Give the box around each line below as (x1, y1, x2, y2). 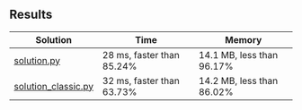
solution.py (13, 54, 61, 66)
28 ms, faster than (102, 48, 180, 61)
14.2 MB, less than (198, 74, 279, 87)
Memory (224, 33, 262, 46)
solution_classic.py (13, 80, 94, 92)
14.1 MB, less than (198, 48, 279, 61)
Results (9, 7, 53, 22)
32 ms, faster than (102, 74, 180, 87)
